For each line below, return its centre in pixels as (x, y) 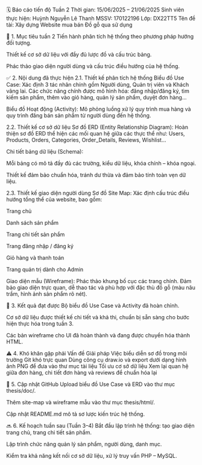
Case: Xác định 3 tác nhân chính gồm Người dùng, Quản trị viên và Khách (98, 85)
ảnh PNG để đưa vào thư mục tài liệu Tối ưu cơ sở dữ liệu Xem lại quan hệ (97, 366)
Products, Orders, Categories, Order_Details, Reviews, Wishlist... (87, 140)
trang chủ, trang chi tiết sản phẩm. (49, 432)
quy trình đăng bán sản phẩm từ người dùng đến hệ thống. (79, 115)
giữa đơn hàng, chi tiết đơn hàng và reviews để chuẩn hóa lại (82, 373)
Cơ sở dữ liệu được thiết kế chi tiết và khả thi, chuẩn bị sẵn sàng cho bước (98, 317)
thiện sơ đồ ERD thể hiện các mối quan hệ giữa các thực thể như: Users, (96, 133)
